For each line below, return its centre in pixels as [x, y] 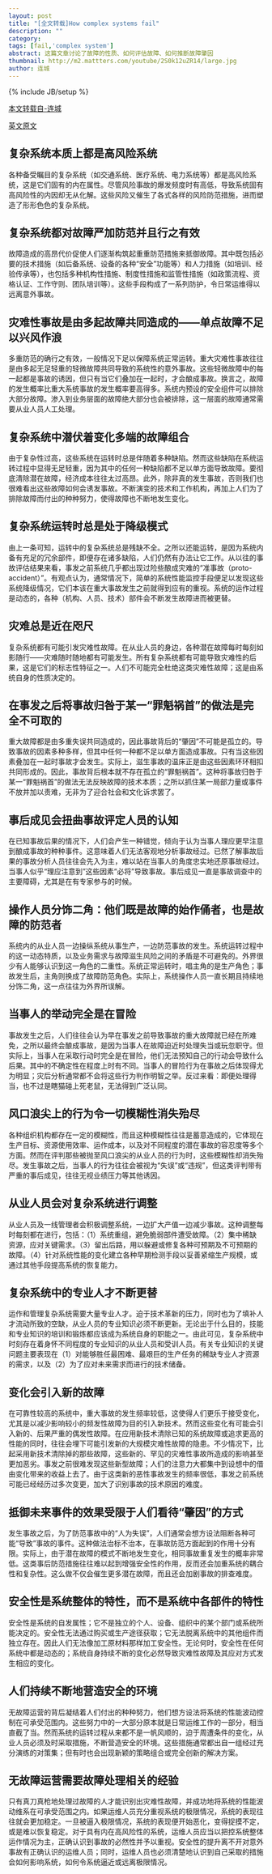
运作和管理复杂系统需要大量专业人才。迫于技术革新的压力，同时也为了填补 [132, 1314]
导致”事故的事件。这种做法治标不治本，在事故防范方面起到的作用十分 [134, 1543]
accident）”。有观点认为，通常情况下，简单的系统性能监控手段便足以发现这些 [136, 578]
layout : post [30, 16]
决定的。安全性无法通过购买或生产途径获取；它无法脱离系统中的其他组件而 [139, 1633]
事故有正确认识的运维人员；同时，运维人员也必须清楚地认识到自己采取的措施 [136, 1852]
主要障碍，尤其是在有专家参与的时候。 [72, 882]
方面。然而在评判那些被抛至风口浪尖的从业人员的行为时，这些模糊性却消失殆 [136, 1155]
